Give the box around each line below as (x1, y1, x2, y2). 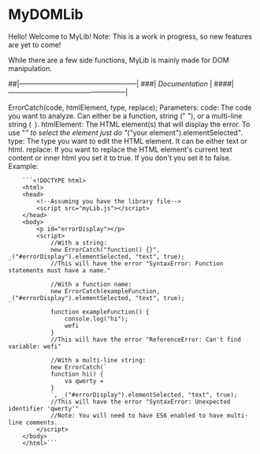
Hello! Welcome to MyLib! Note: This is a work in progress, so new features (8, 32, 252, 41)
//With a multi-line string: (50, 356, 147, 364)
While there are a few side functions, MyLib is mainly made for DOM (8, 55, 230, 65)
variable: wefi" (8, 342, 61, 351)
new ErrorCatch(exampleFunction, (50, 287, 160, 295)
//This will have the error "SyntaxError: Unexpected (50, 397, 231, 406)
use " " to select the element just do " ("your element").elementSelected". (8, 128, 243, 137)
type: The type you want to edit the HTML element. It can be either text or (8, 136, 248, 145)
